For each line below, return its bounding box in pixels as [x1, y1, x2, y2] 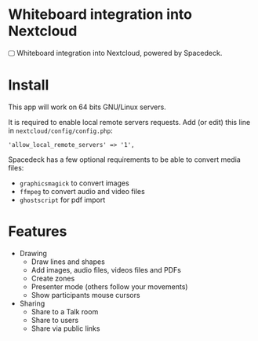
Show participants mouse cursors [31, 290, 140, 299]
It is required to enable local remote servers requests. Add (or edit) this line [8, 117, 251, 126]
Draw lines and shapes [31, 257, 106, 266]
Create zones [31, 273, 75, 283]
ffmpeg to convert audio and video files [19, 186, 145, 196]
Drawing [19, 248, 47, 258]
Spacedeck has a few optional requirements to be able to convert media [8, 155, 241, 164]
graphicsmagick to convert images [19, 178, 129, 188]
